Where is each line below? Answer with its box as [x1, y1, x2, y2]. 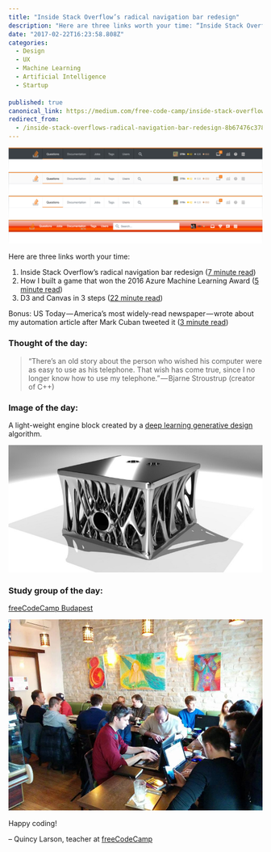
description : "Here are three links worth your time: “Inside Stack [8, 21, 244, 30]
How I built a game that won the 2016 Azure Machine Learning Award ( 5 [19, 276, 260, 286]
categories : [8, 39, 48, 47]
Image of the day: [8, 402, 79, 413]
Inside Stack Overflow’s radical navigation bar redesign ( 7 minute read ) [19, 268, 256, 277]
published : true [8, 98, 63, 107]
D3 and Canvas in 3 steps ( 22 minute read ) [19, 293, 164, 303]
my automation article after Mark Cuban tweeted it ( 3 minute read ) [8, 318, 229, 327]
